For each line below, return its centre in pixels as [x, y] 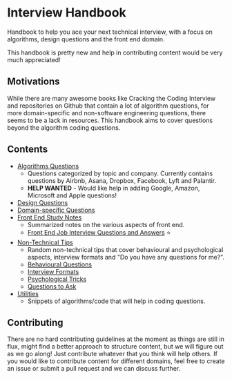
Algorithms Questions [48, 166]
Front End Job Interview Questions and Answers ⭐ [99, 232]
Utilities [28, 293]
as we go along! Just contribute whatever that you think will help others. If [112, 354]
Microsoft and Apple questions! [72, 195]
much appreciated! [34, 59]
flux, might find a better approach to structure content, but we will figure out [115, 347]
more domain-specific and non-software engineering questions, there [106, 113]
